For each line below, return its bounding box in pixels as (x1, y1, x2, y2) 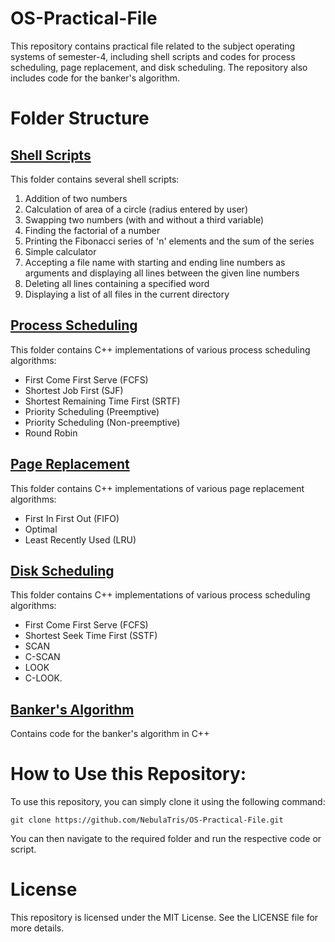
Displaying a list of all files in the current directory (24, 288, 230, 300)
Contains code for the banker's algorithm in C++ (10, 728, 210, 740)
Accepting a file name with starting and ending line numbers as (24, 256, 286, 268)
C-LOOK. (24, 672, 63, 684)
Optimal (24, 523, 58, 535)
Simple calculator (24, 245, 97, 257)
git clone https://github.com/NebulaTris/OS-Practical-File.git (10, 815, 284, 826)
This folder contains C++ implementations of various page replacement (10, 482, 305, 494)
